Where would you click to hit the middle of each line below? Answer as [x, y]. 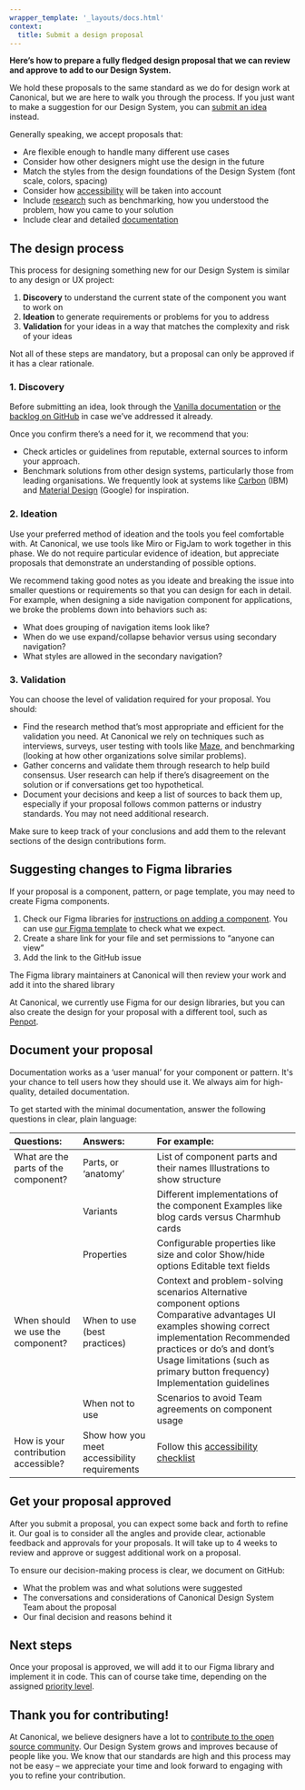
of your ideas [47, 337]
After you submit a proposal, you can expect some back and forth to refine [149, 1524]
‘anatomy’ [104, 1173]
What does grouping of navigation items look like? [116, 627]
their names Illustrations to [213, 1168]
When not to [109, 1403]
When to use [110, 1320]
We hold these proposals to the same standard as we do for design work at [150, 88]
